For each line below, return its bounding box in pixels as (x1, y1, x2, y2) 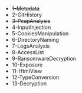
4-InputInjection (11, 24, 51, 31)
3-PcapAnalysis (11, 18, 51, 24)
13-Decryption (11, 80, 47, 87)
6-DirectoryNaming (11, 36, 59, 43)
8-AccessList (11, 49, 44, 55)
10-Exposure (11, 61, 43, 68)
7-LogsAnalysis (11, 42, 50, 49)
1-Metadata (11, 5, 40, 12)
